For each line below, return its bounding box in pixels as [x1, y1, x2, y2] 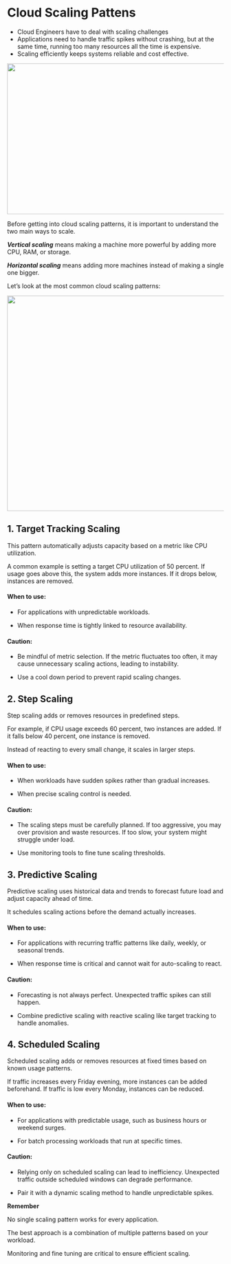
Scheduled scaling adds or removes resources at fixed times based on [7, 1057, 207, 1066]
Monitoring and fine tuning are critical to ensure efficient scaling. [7, 1249, 190, 1257]
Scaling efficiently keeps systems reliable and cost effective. [16, 50, 189, 58]
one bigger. [7, 268, 40, 276]
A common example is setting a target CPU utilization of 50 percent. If [7, 562, 206, 570]
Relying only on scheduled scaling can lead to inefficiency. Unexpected [16, 1168, 220, 1176]
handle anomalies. [16, 1019, 69, 1027]
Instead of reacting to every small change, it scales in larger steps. [7, 745, 196, 753]
